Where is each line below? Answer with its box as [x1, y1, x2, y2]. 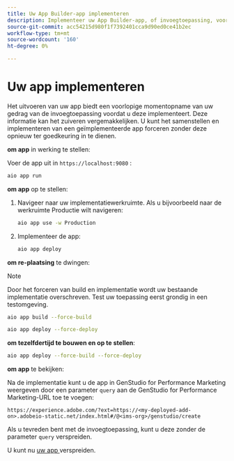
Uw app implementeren [7, 79, 145, 95]
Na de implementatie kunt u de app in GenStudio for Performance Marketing [7, 379, 226, 387]
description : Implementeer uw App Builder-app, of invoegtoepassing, [7, 17, 214, 24]
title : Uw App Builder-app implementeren [7, 10, 130, 17]
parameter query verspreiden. [7, 432, 93, 441]
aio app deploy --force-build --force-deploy [7, 352, 141, 360]
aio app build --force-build [7, 314, 92, 321]
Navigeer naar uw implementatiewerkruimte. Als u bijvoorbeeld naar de [17, 198, 221, 207]
